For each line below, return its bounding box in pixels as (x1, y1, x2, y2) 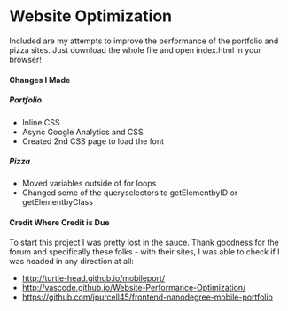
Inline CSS (21, 117, 60, 127)
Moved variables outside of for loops (21, 178, 157, 189)
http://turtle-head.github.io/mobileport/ (21, 272, 166, 284)
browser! (9, 54, 43, 64)
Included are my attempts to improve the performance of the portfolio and (9, 35, 279, 46)
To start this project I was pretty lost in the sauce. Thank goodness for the (9, 237, 279, 247)
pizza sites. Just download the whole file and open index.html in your (9, 44, 261, 55)
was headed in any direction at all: (9, 255, 135, 266)
